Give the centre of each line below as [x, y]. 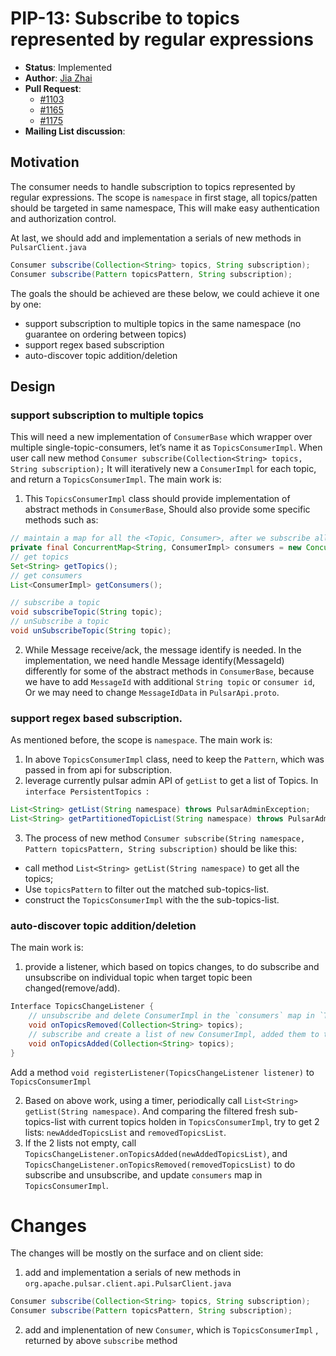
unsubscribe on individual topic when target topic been [138, 978]
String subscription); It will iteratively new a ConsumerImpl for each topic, [163, 469]
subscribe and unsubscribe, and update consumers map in [143, 1174]
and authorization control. [63, 218]
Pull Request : [53, 88]
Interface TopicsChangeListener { [82, 1007]
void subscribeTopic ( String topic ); [86, 612]
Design [33, 386]
